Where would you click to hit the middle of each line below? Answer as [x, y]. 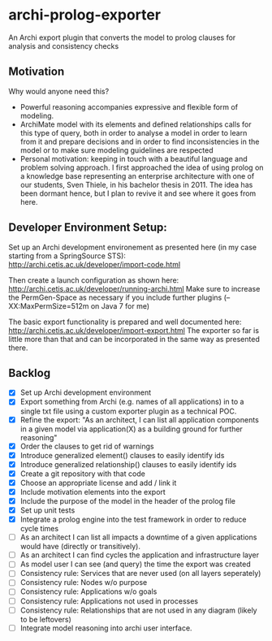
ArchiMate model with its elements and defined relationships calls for [136, 124]
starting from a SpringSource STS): [67, 256]
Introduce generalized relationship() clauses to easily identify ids [128, 464]
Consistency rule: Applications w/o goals [89, 591]
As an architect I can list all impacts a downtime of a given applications [138, 537]
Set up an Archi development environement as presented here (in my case [133, 247]
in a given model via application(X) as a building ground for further [132, 429]
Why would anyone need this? [59, 91]
